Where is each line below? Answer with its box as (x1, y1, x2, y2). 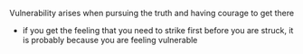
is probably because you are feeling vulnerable (22, 35, 198, 45)
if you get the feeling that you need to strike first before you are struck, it (22, 25, 294, 35)
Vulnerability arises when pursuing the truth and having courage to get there (9, 8, 295, 18)
